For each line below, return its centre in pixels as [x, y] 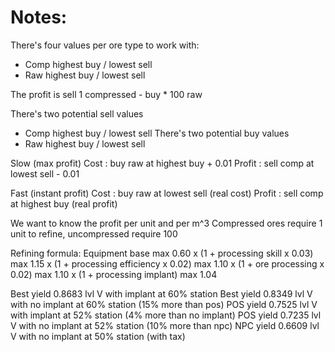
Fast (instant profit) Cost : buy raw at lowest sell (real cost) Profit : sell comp [167, 193]
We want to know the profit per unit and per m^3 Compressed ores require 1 [166, 223]
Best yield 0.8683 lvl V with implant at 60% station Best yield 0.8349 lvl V [161, 293]
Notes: [39, 17]
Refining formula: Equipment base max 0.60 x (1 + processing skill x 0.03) [162, 253]
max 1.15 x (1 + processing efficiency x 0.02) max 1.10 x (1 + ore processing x [167, 263]
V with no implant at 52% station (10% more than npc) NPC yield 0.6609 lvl [165, 325]
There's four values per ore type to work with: [105, 45]
